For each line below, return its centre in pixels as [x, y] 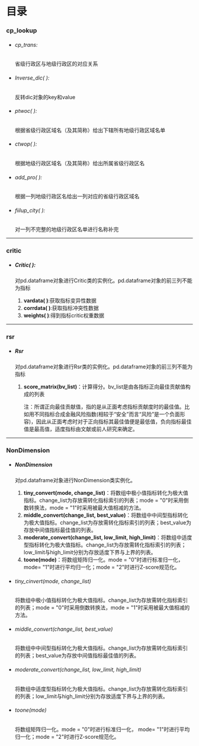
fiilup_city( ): [30, 210]
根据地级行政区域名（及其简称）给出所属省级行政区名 [80, 163]
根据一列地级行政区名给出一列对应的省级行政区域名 [77, 197]
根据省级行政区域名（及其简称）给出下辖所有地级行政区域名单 [90, 130]
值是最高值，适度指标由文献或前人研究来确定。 [81, 429]
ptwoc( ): [26, 111]
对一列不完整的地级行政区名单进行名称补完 [67, 229]
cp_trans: [26, 45]
